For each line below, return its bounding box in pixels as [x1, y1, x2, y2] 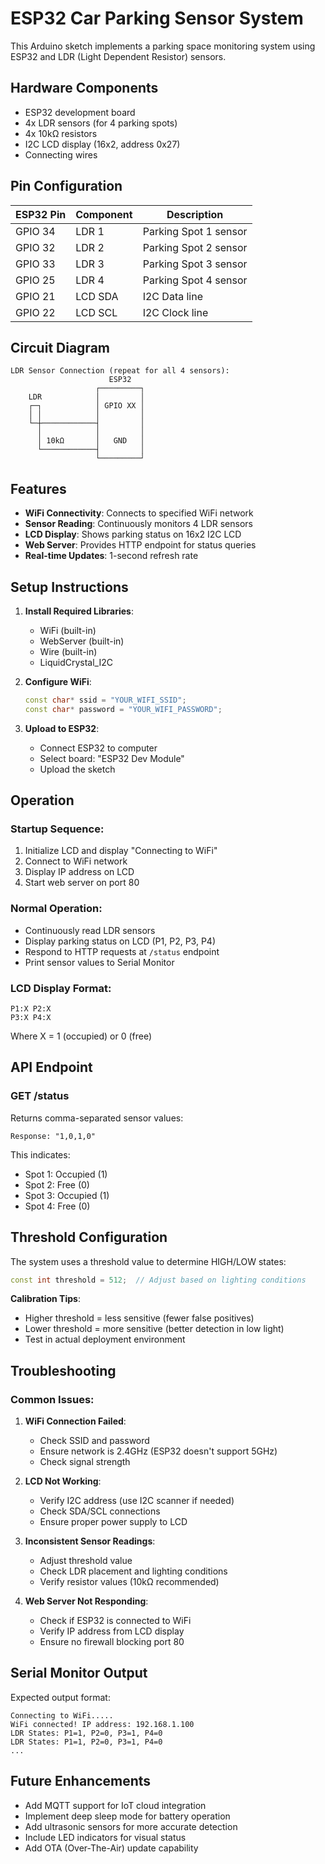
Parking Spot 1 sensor [142, 224, 248, 238]
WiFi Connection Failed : [24, 1415, 127, 1427]
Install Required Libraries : [24, 605, 135, 617]
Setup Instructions [10, 578, 129, 596]
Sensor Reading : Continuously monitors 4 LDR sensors [24, 518, 253, 530]
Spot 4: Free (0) [24, 1200, 91, 1212]
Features [10, 480, 67, 497]
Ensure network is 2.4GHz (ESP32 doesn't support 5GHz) [39, 1445, 278, 1457]
